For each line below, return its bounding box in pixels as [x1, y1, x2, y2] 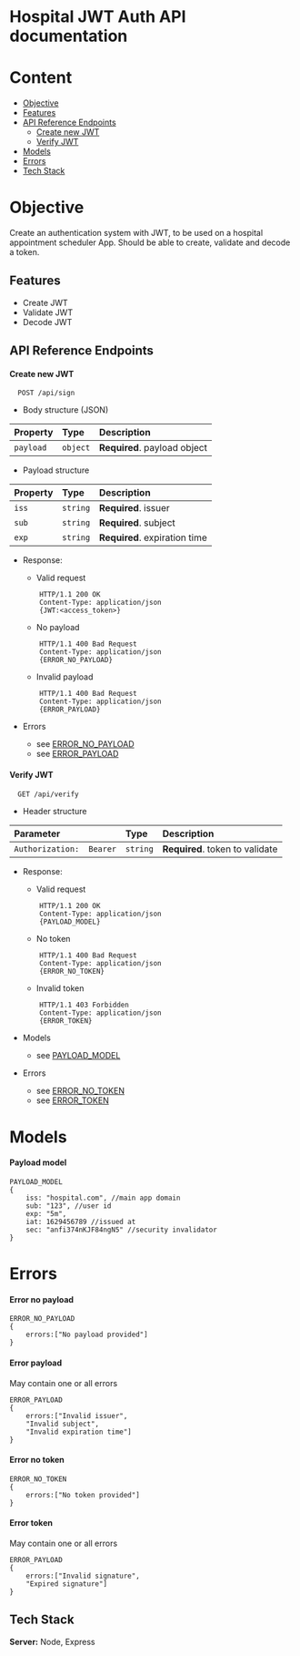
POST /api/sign [17, 389, 75, 398]
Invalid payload [35, 671, 94, 682]
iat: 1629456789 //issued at [25, 1218, 136, 1227]
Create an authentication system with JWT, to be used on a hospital [9, 228, 264, 239]
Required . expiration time [98, 531, 207, 544]
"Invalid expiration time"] [25, 1427, 132, 1436]
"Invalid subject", [25, 1419, 100, 1428]
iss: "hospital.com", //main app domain [25, 1193, 181, 1203]
